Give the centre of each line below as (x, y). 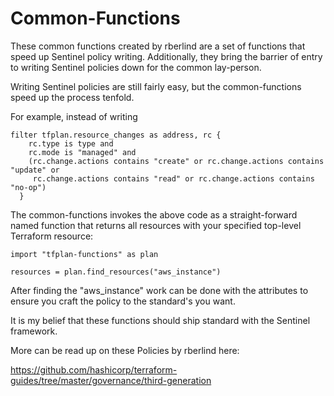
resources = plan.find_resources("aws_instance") (116, 272)
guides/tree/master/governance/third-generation (111, 380)
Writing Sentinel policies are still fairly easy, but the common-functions (156, 86)
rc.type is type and (71, 143)
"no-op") (28, 187)
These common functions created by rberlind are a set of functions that (158, 46)
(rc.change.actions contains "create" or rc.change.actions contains (176, 161)
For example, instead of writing (74, 116)
